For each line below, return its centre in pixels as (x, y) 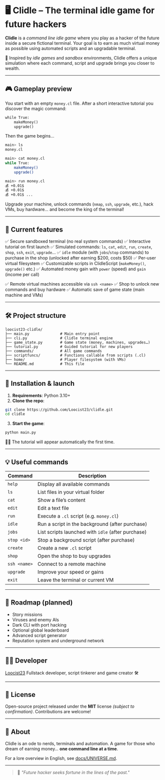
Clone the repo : (28, 401)
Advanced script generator (40, 635)
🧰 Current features (34, 229)
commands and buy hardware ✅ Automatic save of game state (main (75, 289)
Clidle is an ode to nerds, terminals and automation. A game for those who (80, 744)
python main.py (21, 433)
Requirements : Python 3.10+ (41, 395)
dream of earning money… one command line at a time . (62, 749)
